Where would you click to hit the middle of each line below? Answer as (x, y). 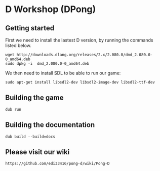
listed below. (18, 46)
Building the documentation (50, 125)
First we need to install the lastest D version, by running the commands (79, 40)
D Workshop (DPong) (51, 9)
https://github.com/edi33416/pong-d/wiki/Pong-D (57, 164)
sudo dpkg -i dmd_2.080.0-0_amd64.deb (47, 64)
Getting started (30, 28)
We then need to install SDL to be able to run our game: (63, 73)
